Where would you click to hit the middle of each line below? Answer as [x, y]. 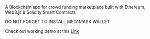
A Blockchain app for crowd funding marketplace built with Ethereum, [75, 7]
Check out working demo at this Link [42, 31]
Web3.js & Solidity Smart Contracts [40, 12]
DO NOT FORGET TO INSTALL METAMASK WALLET [58, 22]
